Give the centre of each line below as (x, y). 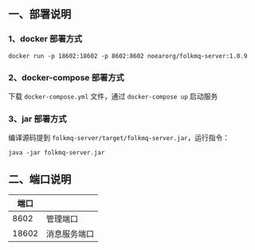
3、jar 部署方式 (37, 119)
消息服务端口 (70, 234)
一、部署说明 (40, 14)
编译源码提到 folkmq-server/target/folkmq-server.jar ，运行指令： (119, 138)
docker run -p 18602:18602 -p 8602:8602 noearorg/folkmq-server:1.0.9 (128, 56)
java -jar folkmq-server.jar (57, 153)
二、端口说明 (40, 179)
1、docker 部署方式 (45, 39)
